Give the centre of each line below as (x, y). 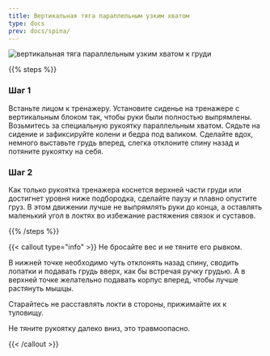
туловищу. (26, 312)
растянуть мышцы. (41, 288)
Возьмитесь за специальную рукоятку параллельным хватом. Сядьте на (134, 125)
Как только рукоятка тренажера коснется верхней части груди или (125, 189)
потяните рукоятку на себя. (56, 151)
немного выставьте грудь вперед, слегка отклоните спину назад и (124, 142)
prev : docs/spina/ (39, 31)
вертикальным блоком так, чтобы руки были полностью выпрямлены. (130, 117)
